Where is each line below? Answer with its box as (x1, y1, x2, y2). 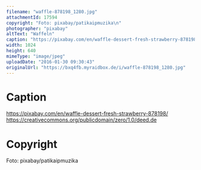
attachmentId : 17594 (6, 14, 58, 20)
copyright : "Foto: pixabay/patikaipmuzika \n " (6, 20, 121, 26)
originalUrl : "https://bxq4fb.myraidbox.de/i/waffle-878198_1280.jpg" (6, 64, 186, 71)
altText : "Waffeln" (6, 31, 55, 37)
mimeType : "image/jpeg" (6, 53, 66, 59)
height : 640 (6, 48, 36, 54)
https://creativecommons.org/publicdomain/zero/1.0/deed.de (6, 116, 157, 123)
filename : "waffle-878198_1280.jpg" (6, 8, 98, 15)
